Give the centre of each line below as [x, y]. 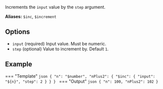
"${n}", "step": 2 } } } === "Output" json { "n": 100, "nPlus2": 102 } [82, 81]
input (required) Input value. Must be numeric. [59, 44]
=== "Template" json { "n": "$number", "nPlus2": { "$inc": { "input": [80, 76]
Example [19, 64]
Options [18, 32]
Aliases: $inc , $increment [31, 16]
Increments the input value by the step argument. [55, 7]
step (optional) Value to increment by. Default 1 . [60, 49]
